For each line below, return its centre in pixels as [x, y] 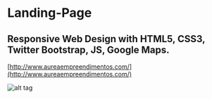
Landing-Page [50, 13]
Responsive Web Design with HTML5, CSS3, [106, 39]
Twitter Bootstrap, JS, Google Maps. [89, 49]
